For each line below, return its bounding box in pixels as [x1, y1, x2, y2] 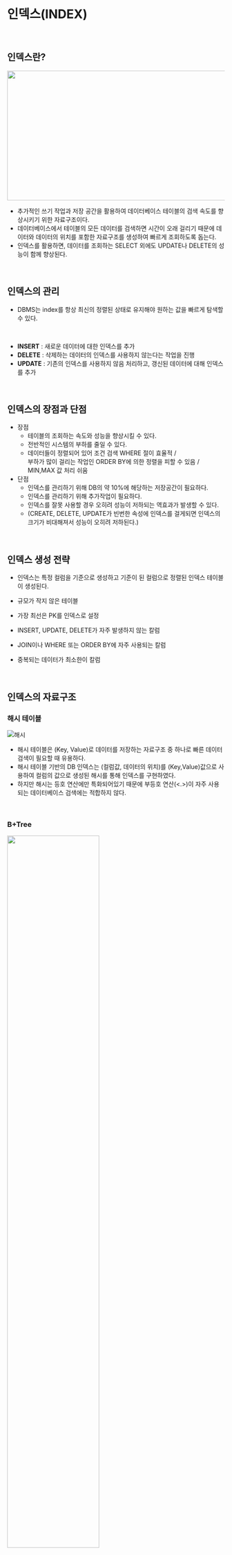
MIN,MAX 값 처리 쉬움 [27, 466, 88, 474]
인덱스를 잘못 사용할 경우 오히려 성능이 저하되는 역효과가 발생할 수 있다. [27, 501, 220, 509]
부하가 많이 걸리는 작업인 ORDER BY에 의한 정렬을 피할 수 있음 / [27, 458, 200, 466]
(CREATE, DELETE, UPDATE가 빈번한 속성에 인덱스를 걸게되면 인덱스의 [27, 510, 221, 518]
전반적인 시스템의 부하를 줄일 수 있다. [27, 440, 128, 449]
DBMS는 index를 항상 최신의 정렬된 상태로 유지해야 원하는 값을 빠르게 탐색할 [17, 305, 224, 313]
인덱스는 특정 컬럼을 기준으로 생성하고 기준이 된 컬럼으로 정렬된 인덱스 [17, 573, 206, 581]
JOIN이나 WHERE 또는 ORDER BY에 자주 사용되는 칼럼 [17, 641, 166, 649]
